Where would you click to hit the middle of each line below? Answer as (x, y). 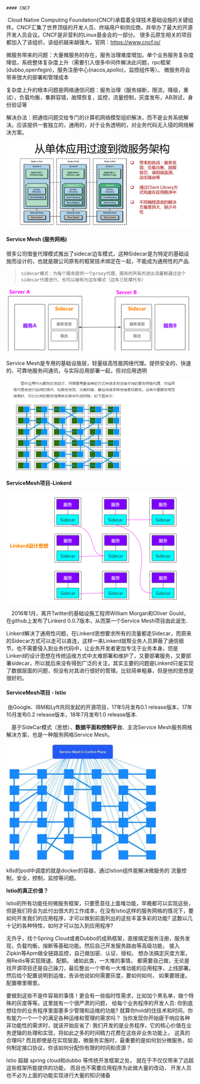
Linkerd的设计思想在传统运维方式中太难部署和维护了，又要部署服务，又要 (96, 655)
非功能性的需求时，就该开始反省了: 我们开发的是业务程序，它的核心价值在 (96, 1026)
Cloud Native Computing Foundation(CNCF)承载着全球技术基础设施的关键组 (100, 20)
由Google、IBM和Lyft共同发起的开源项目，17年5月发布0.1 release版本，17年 (100, 707)
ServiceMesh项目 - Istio (36, 693)
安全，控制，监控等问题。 (48, 878)
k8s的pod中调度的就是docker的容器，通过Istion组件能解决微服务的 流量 (94, 871)
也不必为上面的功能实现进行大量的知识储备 (58, 1075)
